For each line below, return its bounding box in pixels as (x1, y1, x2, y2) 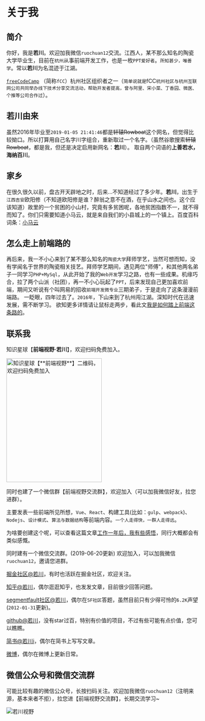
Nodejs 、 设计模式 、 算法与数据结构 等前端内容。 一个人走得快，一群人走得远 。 (6, 516, 180, 523)
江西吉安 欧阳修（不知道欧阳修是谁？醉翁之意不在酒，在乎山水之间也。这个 (6, 196, 190, 203)
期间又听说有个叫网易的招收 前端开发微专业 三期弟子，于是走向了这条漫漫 (16, 286, 193, 293)
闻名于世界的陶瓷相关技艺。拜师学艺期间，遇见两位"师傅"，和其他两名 (16, 263, 193, 270)
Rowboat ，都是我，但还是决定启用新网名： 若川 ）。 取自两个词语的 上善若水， (6, 143, 198, 151)
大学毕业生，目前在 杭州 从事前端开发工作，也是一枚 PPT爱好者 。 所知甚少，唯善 (6, 57, 192, 64)
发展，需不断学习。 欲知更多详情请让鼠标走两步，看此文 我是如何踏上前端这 (6, 301, 195, 309)
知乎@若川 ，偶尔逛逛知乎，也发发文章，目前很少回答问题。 (6, 583, 156, 590)
